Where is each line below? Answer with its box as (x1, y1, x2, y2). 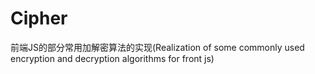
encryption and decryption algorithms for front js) (10, 52, 215, 64)
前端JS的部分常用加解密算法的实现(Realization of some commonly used (10, 41, 305, 53)
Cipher (10, 7, 68, 30)
